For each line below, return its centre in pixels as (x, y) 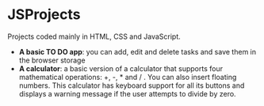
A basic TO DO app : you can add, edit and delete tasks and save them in (138, 51)
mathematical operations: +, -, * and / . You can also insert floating (128, 77)
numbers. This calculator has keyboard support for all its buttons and (132, 85)
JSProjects (44, 15)
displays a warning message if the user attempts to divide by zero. (127, 93)
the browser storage (52, 60)
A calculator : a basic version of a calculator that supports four (121, 68)
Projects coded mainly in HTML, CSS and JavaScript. (94, 36)
